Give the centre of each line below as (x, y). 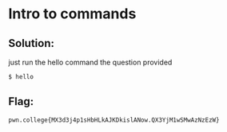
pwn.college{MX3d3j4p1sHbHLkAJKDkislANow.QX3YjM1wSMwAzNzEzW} (114, 120)
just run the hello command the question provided (90, 62)
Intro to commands (72, 14)
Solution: (31, 43)
